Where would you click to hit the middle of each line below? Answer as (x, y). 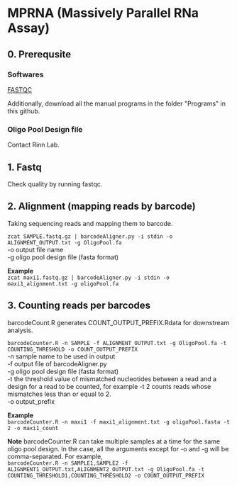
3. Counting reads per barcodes (79, 306)
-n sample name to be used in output (61, 356)
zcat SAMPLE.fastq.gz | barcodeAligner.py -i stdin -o (90, 236)
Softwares (26, 74)
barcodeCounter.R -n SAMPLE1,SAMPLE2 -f (68, 463)
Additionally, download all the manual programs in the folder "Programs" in (116, 103)
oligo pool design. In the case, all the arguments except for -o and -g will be (118, 448)
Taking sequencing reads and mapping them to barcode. (90, 223)
